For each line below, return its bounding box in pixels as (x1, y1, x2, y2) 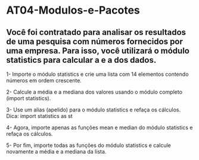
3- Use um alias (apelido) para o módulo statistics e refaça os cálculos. (6, 106, 181, 113)
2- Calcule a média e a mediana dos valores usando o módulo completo (6, 88, 183, 95)
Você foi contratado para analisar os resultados (6, 27, 186, 37)
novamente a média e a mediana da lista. (6, 148, 107, 155)
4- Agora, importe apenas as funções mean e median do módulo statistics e (6, 124, 193, 131)
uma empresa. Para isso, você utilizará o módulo (6, 46, 189, 56)
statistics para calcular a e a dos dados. (6, 55, 157, 65)
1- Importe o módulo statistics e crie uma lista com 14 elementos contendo (6, 71, 189, 78)
